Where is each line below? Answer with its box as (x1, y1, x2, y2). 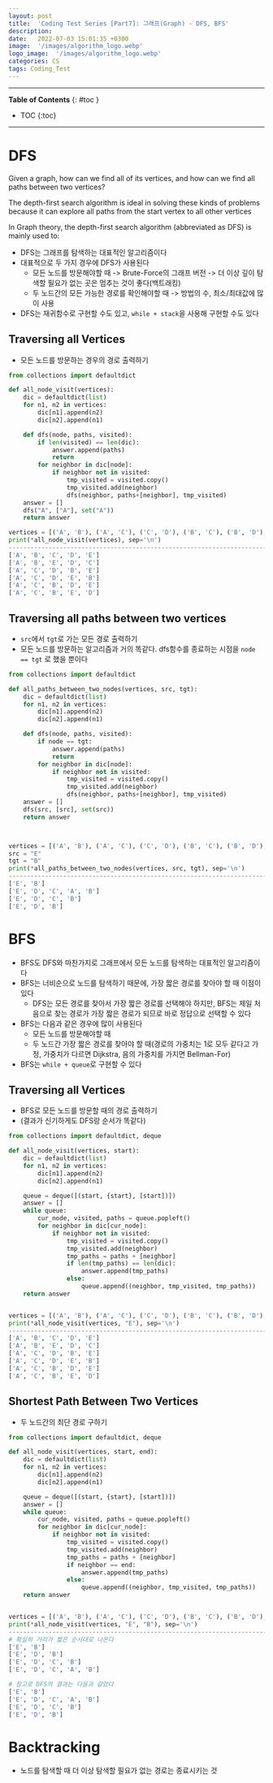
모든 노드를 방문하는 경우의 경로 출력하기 (19, 355, 149, 365)
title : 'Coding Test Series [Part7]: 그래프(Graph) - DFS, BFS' (8, 19, 229, 28)
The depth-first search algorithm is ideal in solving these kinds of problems (8, 197, 260, 207)
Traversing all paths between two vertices (8, 611, 227, 625)
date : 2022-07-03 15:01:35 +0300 (8, 34, 129, 43)
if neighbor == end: (66, 1560, 136, 1569)
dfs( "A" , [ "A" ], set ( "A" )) (23, 506, 115, 514)
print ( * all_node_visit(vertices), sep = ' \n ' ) (8, 536, 162, 544)
